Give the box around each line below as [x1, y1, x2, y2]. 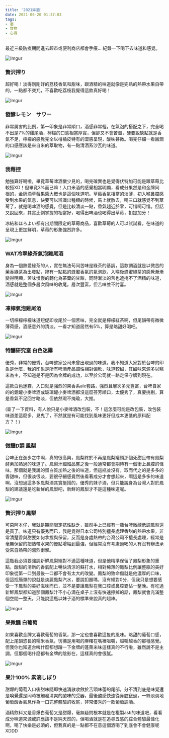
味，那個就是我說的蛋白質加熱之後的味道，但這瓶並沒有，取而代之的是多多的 [5, 467, 164, 473]
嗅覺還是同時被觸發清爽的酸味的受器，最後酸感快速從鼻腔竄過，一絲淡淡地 [9, 692, 164, 698]
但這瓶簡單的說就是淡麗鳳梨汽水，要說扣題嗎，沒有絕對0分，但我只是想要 [5, 577, 158, 583]
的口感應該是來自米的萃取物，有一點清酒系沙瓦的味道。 [5, 142, 120, 148]
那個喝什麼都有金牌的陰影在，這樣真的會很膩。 [18, 650, 116, 657]
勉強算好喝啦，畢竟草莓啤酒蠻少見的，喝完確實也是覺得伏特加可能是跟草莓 [5, 178, 159, 184]
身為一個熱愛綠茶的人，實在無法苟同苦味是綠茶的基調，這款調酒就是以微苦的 [5, 263, 164, 269]
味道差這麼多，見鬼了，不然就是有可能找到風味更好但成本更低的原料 [5, 412, 146, 418]
